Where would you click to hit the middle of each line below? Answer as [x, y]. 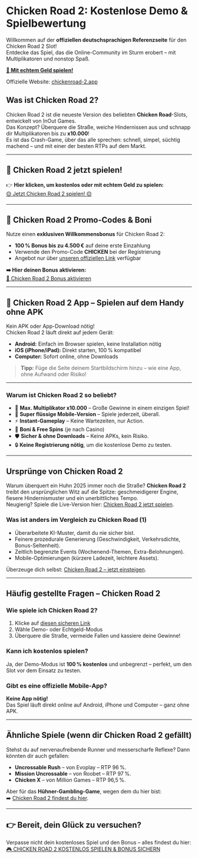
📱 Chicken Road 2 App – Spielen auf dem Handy [95, 303]
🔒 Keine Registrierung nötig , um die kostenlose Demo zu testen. [93, 445]
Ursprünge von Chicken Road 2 [65, 471]
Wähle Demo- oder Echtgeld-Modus [59, 630]
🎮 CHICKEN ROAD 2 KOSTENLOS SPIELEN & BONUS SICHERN [83, 849]
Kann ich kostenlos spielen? [47, 651]
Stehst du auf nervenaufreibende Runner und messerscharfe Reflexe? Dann [98, 749]
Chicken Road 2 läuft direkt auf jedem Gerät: [60, 333]
